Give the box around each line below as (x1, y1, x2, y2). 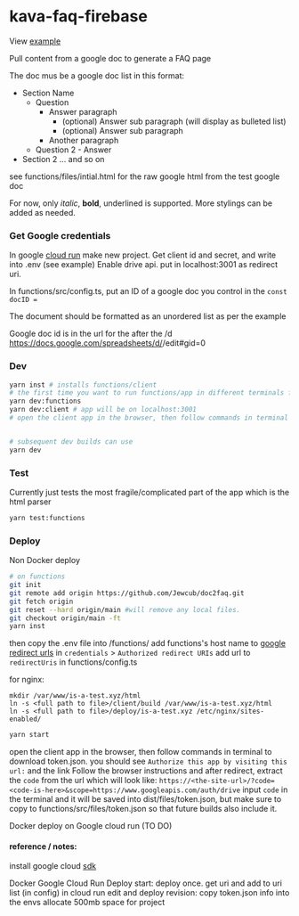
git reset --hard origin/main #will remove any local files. (9, 605, 241, 614)
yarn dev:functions (9, 397, 82, 406)
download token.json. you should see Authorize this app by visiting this (9, 756, 287, 767)
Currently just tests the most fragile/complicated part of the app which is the (9, 487, 290, 497)
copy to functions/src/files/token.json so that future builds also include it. (9, 804, 278, 814)
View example (9, 36, 61, 46)
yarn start (9, 731, 50, 740)
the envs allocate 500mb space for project (9, 897, 166, 908)
